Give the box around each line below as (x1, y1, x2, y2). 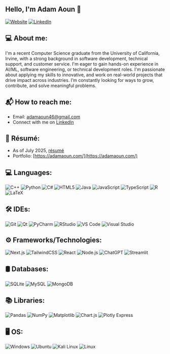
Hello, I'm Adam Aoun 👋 (5, 5, 81, 14)
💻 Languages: (5, 168, 52, 177)
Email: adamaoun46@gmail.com (12, 114, 80, 120)
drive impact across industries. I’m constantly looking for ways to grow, (5, 77, 154, 83)
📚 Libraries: (5, 296, 45, 305)
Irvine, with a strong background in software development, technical (5, 55, 148, 62)
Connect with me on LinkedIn (12, 119, 74, 125)
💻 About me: (5, 34, 48, 43)
